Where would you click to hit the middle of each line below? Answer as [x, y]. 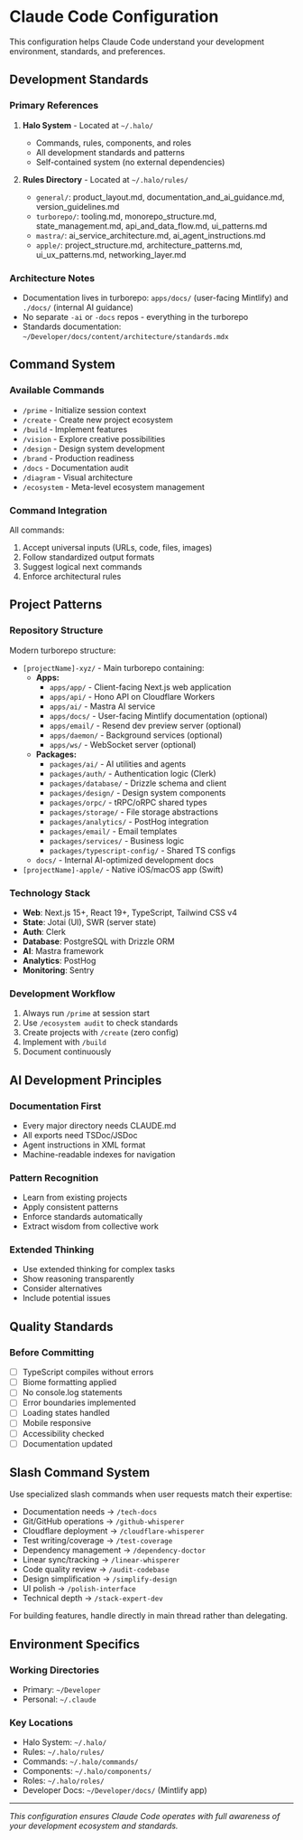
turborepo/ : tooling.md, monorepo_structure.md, [126, 216]
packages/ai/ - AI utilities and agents [118, 764]
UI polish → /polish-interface [79, 1589]
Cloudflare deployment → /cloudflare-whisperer [113, 1531]
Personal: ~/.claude [59, 1699]
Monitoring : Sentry [58, 970]
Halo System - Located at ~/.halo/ [88, 125]
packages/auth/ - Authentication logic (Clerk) [133, 773]
